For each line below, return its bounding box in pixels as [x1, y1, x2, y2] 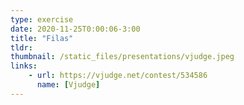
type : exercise [10, 14, 74, 25]
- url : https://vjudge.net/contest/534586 [28, 71, 208, 81]
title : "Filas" [10, 33, 74, 43]
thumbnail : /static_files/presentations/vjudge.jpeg [10, 52, 235, 62]
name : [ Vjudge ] [36, 80, 101, 90]
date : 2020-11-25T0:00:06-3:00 [10, 24, 141, 34]
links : [10, 61, 38, 71]
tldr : [10, 42, 33, 53]
